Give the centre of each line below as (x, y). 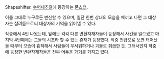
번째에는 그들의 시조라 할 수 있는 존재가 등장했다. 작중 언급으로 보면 (81, 40)
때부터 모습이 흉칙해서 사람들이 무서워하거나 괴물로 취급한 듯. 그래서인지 (79, 46)
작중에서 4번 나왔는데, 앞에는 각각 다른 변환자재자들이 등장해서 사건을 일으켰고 (80, 34)
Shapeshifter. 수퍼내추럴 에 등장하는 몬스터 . (47, 7)
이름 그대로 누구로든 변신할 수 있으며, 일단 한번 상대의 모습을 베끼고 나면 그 (76, 17)
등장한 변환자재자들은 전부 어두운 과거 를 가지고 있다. (60, 52)
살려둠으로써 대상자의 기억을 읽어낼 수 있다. (55, 23)
